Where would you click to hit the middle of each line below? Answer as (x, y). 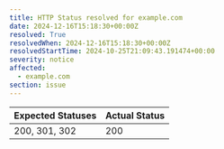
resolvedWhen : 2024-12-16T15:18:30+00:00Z (90, 43)
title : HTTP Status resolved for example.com (96, 18)
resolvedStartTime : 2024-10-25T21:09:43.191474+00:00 (112, 51)
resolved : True (38, 34)
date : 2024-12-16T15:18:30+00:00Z (74, 26)
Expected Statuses (55, 116)
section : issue (38, 85)
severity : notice (42, 60)
